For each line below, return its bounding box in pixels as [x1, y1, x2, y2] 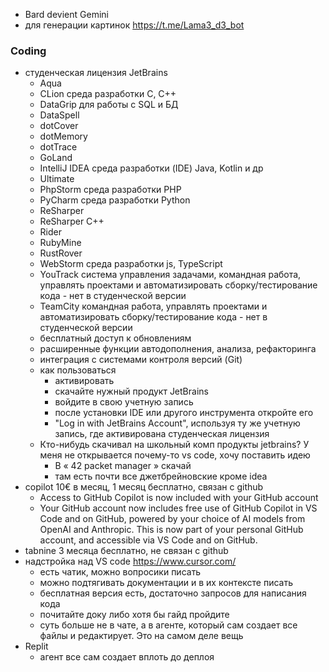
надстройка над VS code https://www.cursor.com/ [24, 555, 237, 568]
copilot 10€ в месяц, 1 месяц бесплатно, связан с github [24, 481, 264, 493]
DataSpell [39, 109, 80, 121]
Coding [10, 44, 47, 58]
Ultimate [39, 173, 75, 185]
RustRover [39, 247, 83, 259]
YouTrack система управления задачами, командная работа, [39, 269, 302, 281]
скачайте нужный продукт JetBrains [54, 385, 209, 398]
